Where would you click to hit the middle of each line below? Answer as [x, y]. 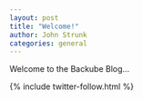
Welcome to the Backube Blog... [70, 69]
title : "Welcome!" [44, 26]
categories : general [49, 43]
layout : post [34, 18]
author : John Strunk [49, 35]
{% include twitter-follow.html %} [72, 86]
